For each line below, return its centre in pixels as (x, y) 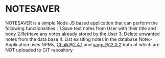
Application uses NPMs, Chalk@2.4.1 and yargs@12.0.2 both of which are (82, 44)
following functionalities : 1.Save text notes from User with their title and (81, 28)
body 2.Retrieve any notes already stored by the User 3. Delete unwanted (82, 34)
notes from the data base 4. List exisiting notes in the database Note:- (79, 39)
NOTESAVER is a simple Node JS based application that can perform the (82, 23)
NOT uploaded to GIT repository (39, 50)
